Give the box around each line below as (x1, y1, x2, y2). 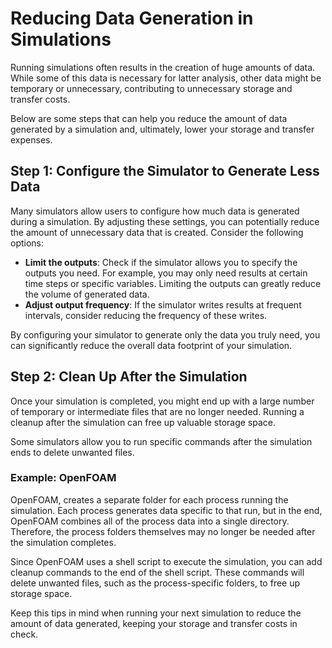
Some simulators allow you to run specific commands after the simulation (10, 435, 313, 447)
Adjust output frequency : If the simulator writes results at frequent (24, 298, 302, 311)
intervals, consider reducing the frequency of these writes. (24, 309, 268, 321)
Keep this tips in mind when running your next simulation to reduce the (10, 607, 302, 619)
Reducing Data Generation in (10, 7, 254, 30)
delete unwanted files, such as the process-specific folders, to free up (10, 577, 301, 589)
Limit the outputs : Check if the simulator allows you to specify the (24, 256, 298, 268)
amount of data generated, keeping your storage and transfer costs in (10, 617, 298, 629)
